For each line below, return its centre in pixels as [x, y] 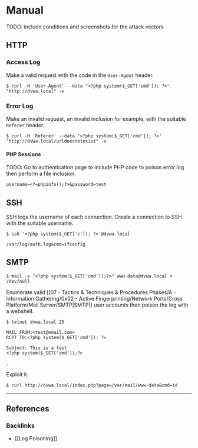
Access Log [23, 62]
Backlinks [21, 426]
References [28, 409]
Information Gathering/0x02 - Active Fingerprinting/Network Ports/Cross [94, 298]
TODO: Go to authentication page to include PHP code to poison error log [95, 167]
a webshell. [20, 311]
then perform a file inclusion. [41, 174]
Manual [25, 10]
